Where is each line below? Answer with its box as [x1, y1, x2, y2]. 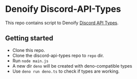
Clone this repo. [12, 47, 45, 53]
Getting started [5, 34, 54, 42]
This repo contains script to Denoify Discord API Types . [5, 20, 119, 26]
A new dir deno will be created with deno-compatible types [12, 63, 133, 69]
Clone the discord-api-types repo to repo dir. [12, 52, 104, 58]
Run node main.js [12, 58, 49, 64]
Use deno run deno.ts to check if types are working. [12, 68, 120, 74]
